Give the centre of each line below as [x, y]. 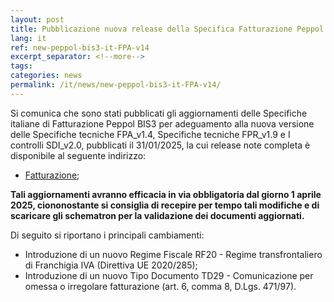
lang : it [28, 38]
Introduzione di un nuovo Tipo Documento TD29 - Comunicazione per [169, 275]
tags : [21, 66]
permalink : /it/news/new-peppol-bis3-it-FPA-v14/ [116, 85]
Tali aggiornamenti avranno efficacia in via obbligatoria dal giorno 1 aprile [166, 194]
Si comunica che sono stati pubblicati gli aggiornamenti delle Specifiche [159, 113]
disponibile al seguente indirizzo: [78, 155]
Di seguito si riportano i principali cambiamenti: [107, 235]
